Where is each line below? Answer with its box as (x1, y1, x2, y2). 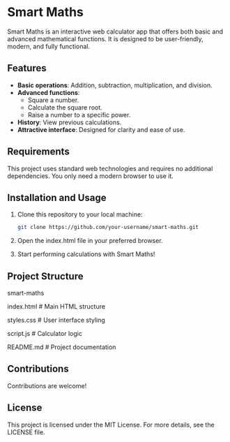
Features (7, 62, 47, 74)
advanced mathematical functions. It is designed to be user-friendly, (7, 34, 204, 43)
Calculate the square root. (27, 103, 102, 112)
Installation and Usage (7, 191, 107, 203)
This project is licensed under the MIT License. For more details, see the (7, 420, 215, 429)
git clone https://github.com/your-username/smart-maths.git (17, 224, 199, 231)
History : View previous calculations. (17, 118, 122, 126)
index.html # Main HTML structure (7, 302, 106, 311)
